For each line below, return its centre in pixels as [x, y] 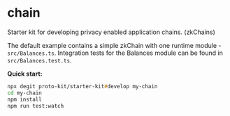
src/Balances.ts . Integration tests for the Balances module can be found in [115, 53]
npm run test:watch [36, 106]
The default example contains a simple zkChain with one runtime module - [114, 45]
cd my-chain [24, 93]
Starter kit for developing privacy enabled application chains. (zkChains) [111, 32]
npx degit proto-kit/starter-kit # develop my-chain [82, 86]
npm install [24, 99]
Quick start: [25, 74]
